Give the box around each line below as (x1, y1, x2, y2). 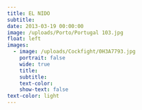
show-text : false (19, 86, 69, 93)
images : (7, 42, 29, 49)
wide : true (19, 61, 51, 68)
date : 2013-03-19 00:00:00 (7, 23, 84, 29)
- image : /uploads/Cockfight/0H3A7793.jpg (13, 49, 136, 55)
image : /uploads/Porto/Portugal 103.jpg (7, 29, 124, 36)
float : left (7, 36, 41, 42)
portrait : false (19, 55, 66, 61)
